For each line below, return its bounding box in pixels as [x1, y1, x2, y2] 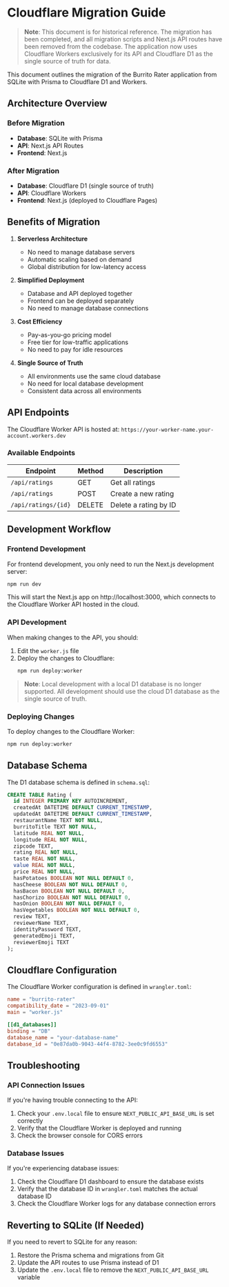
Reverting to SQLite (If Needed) [7, 1219, 145, 1231]
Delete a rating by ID [110, 500, 177, 510]
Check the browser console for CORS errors [17, 1131, 143, 1139]
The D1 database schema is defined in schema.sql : [7, 778, 150, 786]
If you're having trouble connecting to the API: [7, 1096, 138, 1104]
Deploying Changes [7, 712, 74, 721]
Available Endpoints [7, 448, 76, 458]
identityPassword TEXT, [13, 926, 81, 932]
